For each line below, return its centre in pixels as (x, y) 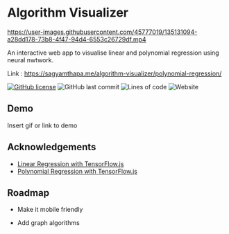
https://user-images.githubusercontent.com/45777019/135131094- (102, 32)
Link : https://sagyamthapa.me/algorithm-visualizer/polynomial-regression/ (114, 73)
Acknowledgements (52, 147)
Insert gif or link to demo (42, 125)
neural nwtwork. (31, 60)
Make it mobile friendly (50, 210)
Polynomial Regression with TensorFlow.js (77, 171)
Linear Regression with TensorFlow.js (70, 163)
